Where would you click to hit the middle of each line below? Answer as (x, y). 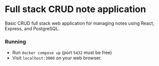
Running (16, 41)
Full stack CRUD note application (75, 9)
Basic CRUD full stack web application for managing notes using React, (79, 23)
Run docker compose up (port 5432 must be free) (62, 53)
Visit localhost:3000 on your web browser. (57, 58)
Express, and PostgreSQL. (32, 28)
